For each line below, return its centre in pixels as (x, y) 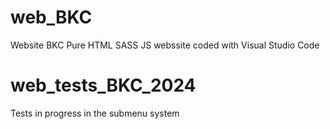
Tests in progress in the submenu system (95, 113)
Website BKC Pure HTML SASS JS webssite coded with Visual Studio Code (165, 45)
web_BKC (51, 17)
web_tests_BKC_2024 (103, 85)
